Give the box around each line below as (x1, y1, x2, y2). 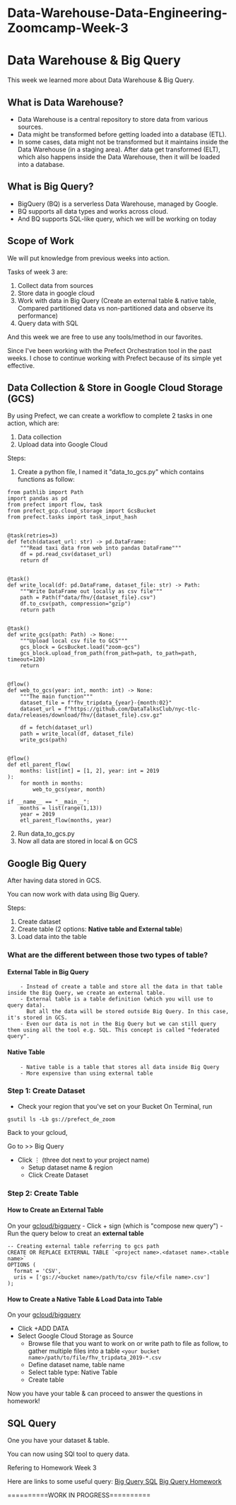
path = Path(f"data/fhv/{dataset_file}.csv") (20, 594, 157, 601)
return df (20, 557, 49, 564)
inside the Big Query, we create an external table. (7, 989, 166, 997)
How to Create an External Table (7, 1206, 104, 1214)
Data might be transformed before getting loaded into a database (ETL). (17, 129, 227, 139)
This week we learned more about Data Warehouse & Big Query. (7, 76, 194, 84)
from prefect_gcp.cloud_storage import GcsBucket (7, 507, 157, 514)
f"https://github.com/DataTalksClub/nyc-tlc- (64, 705, 201, 713)
